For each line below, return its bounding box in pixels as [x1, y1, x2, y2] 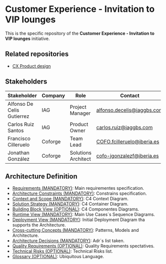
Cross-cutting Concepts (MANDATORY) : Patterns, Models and [12, 227, 139, 233]
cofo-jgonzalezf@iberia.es [96, 152, 159, 159]
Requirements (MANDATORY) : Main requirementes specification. [12, 185, 144, 191]
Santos [7, 127, 24, 134]
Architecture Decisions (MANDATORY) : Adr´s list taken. [12, 238, 125, 244]
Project [70, 103, 86, 110]
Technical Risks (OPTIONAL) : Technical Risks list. [12, 248, 113, 254]
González [7, 155, 30, 162]
